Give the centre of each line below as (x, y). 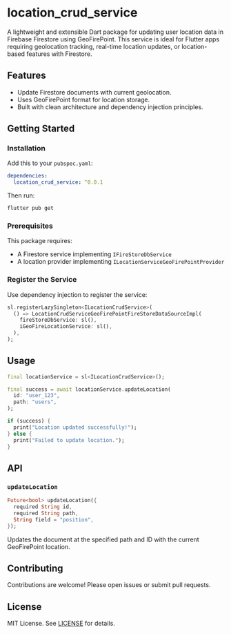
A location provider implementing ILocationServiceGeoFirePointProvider (121, 262)
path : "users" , (35, 402)
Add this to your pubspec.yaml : (50, 163)
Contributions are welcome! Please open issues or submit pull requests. (109, 585)
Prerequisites (30, 226)
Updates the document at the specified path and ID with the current (103, 539)
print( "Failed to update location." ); (69, 440)
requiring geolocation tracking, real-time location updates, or (94, 46)
